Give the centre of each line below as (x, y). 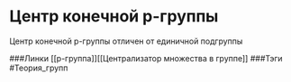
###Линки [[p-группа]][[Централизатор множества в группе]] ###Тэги (146, 58)
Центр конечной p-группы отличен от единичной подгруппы (126, 41)
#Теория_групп (39, 68)
